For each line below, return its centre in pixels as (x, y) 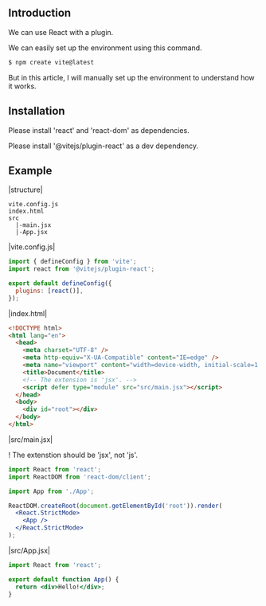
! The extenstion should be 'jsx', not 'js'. (73, 455)
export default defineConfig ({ (60, 283)
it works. (23, 86)
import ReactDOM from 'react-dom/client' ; (80, 477)
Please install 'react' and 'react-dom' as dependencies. (99, 130)
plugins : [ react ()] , (49, 291)
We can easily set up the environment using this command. (105, 48)
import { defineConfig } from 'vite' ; (72, 262)
